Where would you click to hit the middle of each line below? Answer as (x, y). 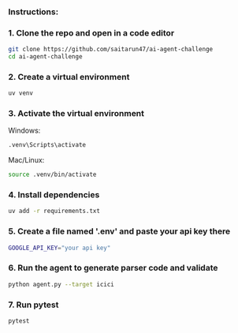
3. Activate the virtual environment (76, 114)
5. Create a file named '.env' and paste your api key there (119, 231)
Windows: (24, 131)
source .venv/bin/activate (52, 175)
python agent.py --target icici (61, 284)
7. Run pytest (33, 305)
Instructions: (33, 12)
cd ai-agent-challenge (45, 57)
